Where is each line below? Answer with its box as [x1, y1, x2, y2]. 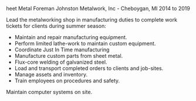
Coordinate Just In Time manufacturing [14, 46, 110, 53]
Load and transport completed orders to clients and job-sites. [14, 65, 164, 72]
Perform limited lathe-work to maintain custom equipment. [14, 40, 156, 47]
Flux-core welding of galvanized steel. [14, 58, 107, 65]
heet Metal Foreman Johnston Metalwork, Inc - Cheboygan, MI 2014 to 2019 [6, 5, 191, 12]
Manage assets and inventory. [14, 71, 88, 78]
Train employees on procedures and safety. [14, 77, 120, 84]
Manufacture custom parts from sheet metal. [14, 53, 123, 59]
